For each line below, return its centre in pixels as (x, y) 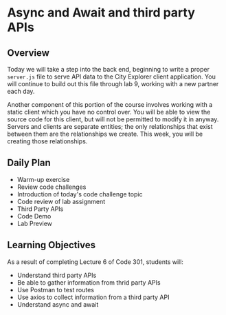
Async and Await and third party (101, 13)
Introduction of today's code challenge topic (80, 194)
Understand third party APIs (57, 275)
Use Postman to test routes (56, 289)
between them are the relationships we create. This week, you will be (105, 134)
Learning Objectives (52, 245)
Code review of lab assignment (61, 201)
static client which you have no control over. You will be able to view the (109, 112)
